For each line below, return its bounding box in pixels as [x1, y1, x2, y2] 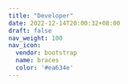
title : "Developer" [8, 11, 74, 20]
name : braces [15, 57, 60, 65]
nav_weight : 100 [8, 34, 63, 42]
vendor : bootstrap [15, 49, 78, 57]
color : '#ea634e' [15, 64, 74, 72]
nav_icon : [8, 42, 42, 50]
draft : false [8, 26, 52, 34]
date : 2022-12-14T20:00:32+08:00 [8, 19, 121, 27]
